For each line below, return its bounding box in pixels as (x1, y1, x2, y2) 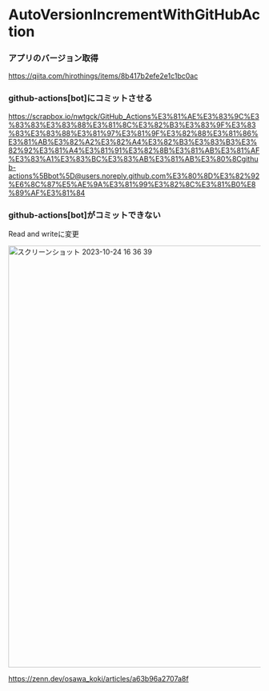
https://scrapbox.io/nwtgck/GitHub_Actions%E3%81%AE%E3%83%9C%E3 (8, 111, 260, 121)
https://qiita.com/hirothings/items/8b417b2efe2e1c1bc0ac (8, 71, 199, 81)
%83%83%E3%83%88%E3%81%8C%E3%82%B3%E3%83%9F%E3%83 (8, 120, 256, 130)
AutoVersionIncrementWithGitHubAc (8, 6, 261, 24)
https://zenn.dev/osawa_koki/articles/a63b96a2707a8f (8, 674, 190, 684)
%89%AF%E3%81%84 (8, 188, 86, 198)
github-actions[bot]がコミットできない (8, 210, 162, 221)
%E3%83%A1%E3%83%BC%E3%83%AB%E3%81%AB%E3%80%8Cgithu (8, 154, 259, 163)
